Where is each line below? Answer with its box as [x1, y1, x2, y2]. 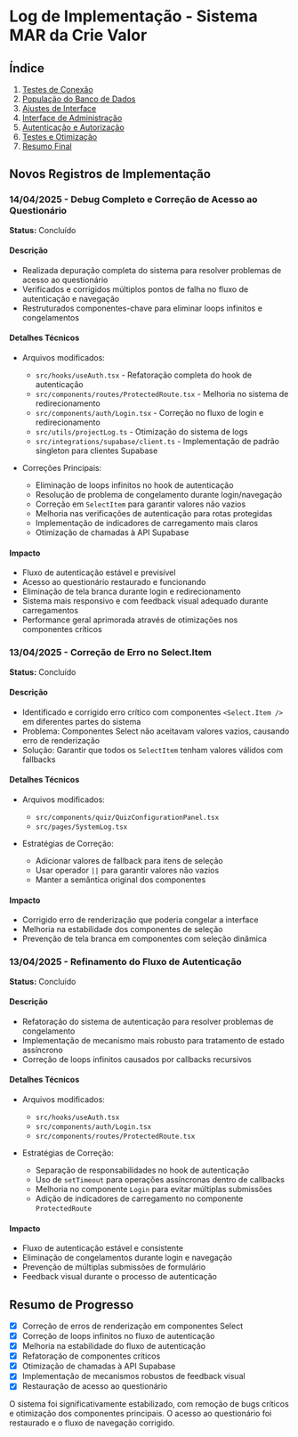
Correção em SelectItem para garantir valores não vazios [35, 499, 246, 509]
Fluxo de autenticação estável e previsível [21, 567, 176, 578]
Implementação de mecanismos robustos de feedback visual [21, 1371, 246, 1382]
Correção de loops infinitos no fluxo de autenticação [21, 1330, 215, 1341]
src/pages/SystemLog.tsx [35, 823, 128, 832]
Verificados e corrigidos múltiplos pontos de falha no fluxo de [21, 283, 249, 295]
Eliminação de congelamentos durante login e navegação [21, 1253, 233, 1263]
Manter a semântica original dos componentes [35, 874, 206, 885]
